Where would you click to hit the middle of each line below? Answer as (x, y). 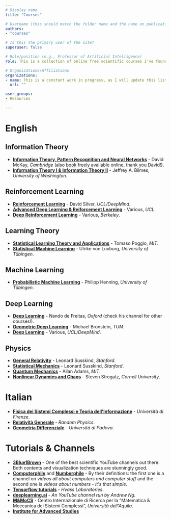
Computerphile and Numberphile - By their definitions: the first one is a (88, 473)
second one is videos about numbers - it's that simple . (70, 484)
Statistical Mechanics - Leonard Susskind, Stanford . (68, 366)
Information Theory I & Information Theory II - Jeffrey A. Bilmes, (81, 170)
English (21, 128)
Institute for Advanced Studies (46, 511)
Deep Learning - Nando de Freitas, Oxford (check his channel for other (87, 316)
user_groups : (19, 94)
